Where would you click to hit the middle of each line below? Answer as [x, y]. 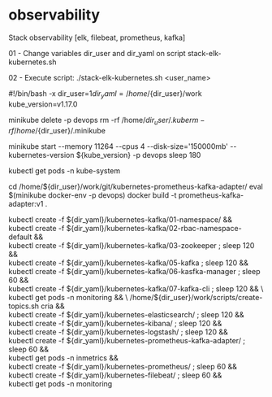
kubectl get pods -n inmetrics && [64, 358]
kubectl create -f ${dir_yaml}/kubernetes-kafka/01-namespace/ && [121, 219]
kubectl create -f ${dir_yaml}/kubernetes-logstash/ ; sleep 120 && [119, 332]
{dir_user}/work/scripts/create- [210, 297]
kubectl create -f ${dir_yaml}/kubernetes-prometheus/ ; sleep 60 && [123, 366]
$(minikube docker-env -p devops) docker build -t [93, 195]
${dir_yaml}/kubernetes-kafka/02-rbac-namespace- [154, 228]
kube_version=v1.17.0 [43, 104]
